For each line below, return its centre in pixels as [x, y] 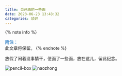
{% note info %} [21, 32]
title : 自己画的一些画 [25, 9]
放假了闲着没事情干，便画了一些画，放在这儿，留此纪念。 [62, 59]
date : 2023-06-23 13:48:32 [32, 14]
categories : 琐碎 [22, 18]
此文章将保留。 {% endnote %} [36, 48]
